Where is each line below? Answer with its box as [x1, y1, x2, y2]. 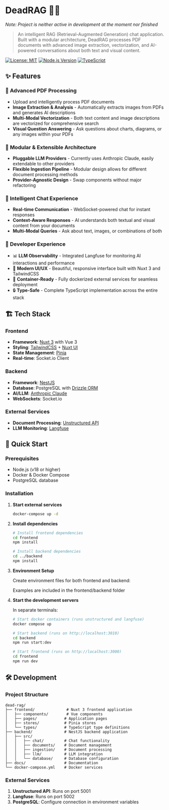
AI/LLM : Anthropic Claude [12, 390, 67, 396]
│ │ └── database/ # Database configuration [5, 756, 119, 761]
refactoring [12, 182, 36, 188]
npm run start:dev [12, 640, 52, 645]
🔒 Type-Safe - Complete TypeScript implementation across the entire [12, 287, 158, 293]
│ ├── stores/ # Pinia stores [5, 720, 96, 725]
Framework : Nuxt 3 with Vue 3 [12, 339, 77, 345]
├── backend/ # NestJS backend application [5, 729, 128, 734]
